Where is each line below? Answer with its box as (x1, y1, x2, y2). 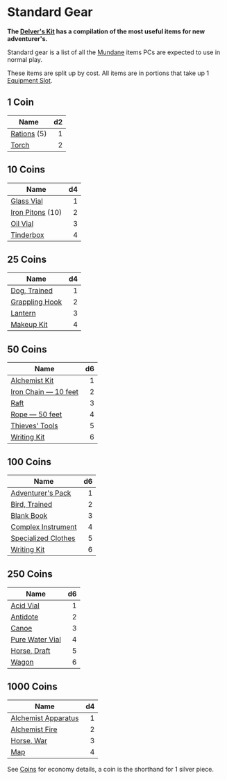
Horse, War (10, 736, 47, 745)
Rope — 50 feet (10, 409, 62, 419)
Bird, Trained (10, 500, 53, 509)
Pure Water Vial (10, 634, 61, 644)
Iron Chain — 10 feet (10, 387, 78, 397)
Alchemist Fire (10, 724, 58, 734)
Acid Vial (10, 601, 40, 610)
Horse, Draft (10, 646, 51, 656)
